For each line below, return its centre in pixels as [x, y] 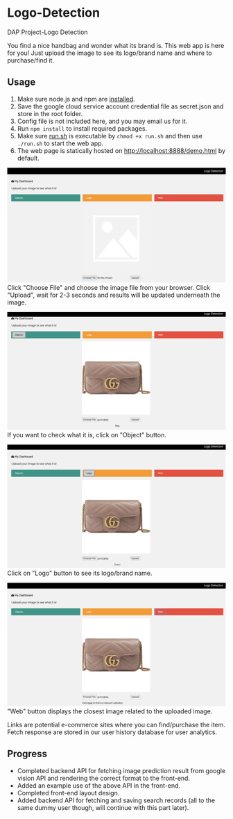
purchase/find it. [31, 60]
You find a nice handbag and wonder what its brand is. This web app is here [116, 45]
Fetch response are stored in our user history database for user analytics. [112, 732]
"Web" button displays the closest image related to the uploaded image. [110, 711]
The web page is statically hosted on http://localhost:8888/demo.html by [121, 150]
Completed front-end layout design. [68, 793]
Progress [27, 754]
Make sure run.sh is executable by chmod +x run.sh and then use [110, 136]
